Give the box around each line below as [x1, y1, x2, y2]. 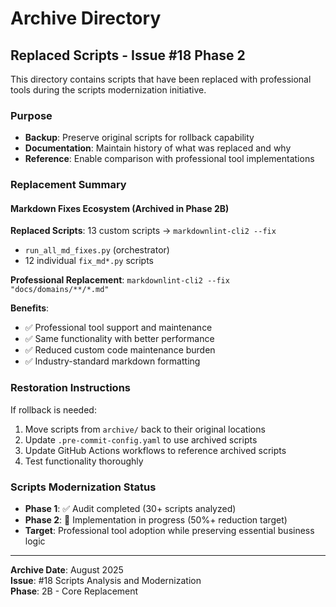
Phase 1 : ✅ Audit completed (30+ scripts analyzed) [24, 503, 237, 515]
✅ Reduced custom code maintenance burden [24, 344, 216, 356]
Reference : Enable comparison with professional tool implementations [24, 153, 315, 165]
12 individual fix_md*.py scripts [24, 255, 155, 267]
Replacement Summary [10, 178, 127, 192]
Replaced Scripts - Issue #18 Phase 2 [10, 47, 246, 64]
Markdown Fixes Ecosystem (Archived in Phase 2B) [10, 202, 230, 214]
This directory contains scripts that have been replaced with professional [10, 73, 312, 85]
